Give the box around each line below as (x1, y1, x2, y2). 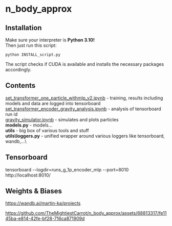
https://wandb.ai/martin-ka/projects (5, 200, 81, 207)
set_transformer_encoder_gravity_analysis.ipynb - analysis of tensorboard (5, 106, 161, 112)
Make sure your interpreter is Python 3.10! (5, 37, 95, 43)
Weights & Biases (5, 187, 62, 195)
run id (5, 111, 18, 117)
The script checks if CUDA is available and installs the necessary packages (5, 61, 164, 67)
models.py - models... (5, 122, 53, 128)
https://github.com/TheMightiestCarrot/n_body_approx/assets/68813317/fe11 (5, 210, 167, 216)
